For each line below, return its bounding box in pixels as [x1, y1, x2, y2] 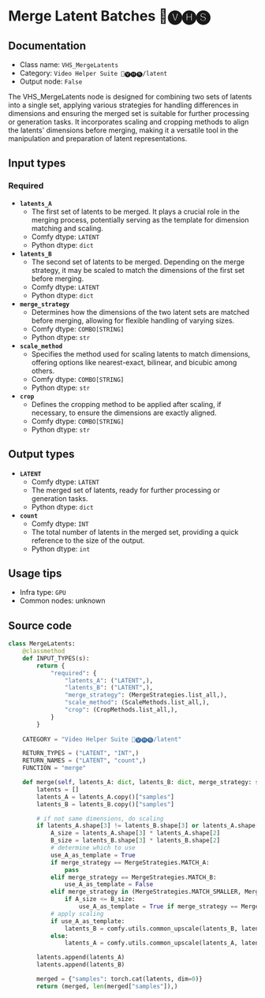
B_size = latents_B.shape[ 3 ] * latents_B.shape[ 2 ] [50, 836, 221, 845]
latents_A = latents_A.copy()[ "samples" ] [36, 793, 175, 801]
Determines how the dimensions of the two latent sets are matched [31, 307, 250, 316]
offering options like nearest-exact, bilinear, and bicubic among [31, 357, 237, 367]
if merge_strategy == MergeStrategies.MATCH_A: [50, 858, 211, 866]
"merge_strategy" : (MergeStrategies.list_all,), [64, 691, 227, 699]
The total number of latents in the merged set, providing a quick [31, 527, 239, 536]
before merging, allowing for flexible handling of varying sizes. [31, 316, 235, 325]
